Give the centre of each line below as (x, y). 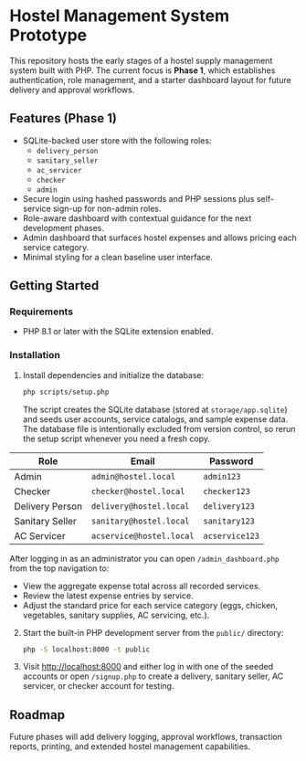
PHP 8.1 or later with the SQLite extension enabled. (118, 332)
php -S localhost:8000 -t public (86, 650)
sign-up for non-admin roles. (107, 208)
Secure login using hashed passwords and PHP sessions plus (138, 198)
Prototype (48, 35)
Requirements (42, 312)
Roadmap (37, 715)
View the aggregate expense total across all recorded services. (142, 586)
